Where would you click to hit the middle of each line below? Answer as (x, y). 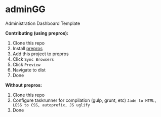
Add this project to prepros (41, 54)
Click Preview (26, 64)
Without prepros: (24, 85)
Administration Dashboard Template (43, 23)
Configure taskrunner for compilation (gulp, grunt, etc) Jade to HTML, (85, 100)
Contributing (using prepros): (37, 33)
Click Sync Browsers (33, 59)
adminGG (25, 9)
